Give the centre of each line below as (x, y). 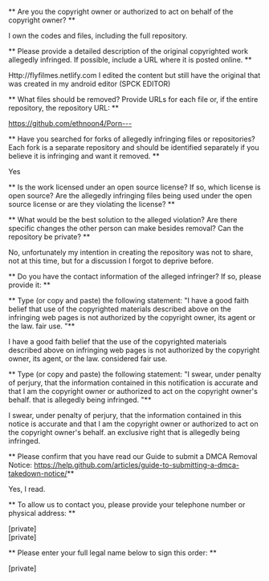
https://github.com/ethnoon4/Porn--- (70, 123)
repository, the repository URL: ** (63, 108)
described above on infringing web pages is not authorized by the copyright (134, 350)
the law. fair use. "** (42, 326)
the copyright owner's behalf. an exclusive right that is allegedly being (124, 432)
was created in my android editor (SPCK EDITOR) (90, 84)
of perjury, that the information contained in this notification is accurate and (133, 383)
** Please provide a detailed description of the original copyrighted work (128, 51)
